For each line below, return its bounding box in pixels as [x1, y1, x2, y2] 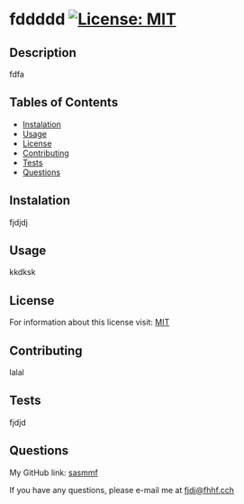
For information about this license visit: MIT [9, 316, 170, 328]
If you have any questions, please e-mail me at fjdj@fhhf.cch [9, 484, 235, 495]
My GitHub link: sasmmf [9, 467, 99, 478]
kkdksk [9, 267, 36, 278]
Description [9, 45, 77, 60]
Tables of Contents [9, 95, 119, 110]
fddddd [9, 9, 66, 30]
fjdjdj [9, 216, 29, 227]
